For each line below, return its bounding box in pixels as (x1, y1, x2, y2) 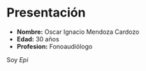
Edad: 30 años (16, 34, 60, 43)
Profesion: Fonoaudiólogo (16, 42, 93, 50)
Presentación (6, 5, 86, 21)
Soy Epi (6, 55, 29, 63)
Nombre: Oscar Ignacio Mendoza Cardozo (16, 28, 140, 36)
